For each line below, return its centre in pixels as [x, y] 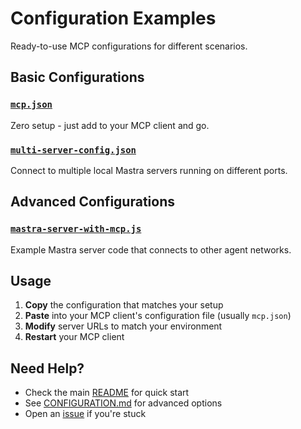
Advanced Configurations [92, 202]
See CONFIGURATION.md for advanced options [123, 403]
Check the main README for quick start [107, 393]
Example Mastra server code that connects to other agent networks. [151, 249]
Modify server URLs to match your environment [123, 326]
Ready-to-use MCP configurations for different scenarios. [129, 46]
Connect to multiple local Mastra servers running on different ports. [149, 170]
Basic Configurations [77, 77]
